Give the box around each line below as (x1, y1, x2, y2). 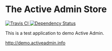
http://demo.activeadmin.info (5, 39, 66, 46)
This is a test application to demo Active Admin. (5, 30, 104, 36)
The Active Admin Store (5, 4, 107, 15)
